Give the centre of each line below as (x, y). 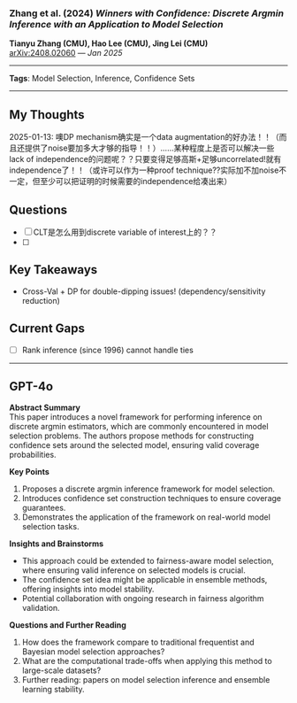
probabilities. (33, 455)
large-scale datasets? (61, 670)
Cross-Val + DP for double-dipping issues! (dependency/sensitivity (144, 291)
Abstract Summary (45, 408)
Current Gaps (47, 329)
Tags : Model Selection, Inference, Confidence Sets (102, 79)
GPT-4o (31, 386)
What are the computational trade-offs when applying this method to (147, 661)
